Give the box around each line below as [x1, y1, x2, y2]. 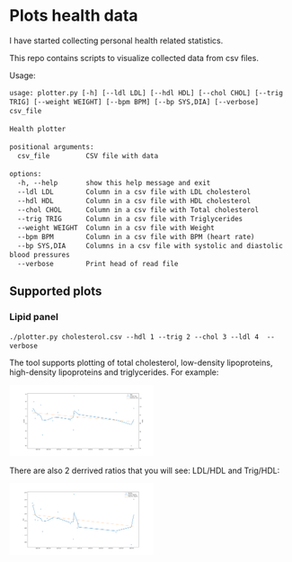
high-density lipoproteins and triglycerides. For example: [9, 366, 219, 378]
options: [9, 169, 42, 178]
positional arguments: [9, 142, 94, 151]
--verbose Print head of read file [17, 259, 179, 268]
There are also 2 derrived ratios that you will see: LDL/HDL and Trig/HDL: [9, 465, 280, 477]
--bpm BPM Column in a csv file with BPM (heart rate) [17, 232, 255, 241]
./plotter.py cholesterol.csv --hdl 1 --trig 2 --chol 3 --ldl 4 [9, 332, 259, 342]
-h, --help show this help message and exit [17, 178, 211, 187]
